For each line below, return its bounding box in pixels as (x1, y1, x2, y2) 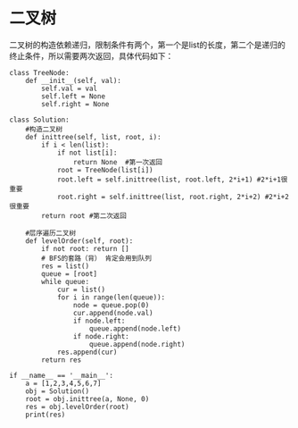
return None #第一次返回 (72, 157, 163, 166)
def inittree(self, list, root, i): (25, 132, 162, 141)
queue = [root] (41, 269, 98, 278)
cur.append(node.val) (72, 308, 153, 317)
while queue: (41, 277, 90, 286)
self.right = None (41, 99, 110, 108)
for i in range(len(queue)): (56, 292, 166, 302)
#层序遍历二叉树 (25, 229, 77, 238)
